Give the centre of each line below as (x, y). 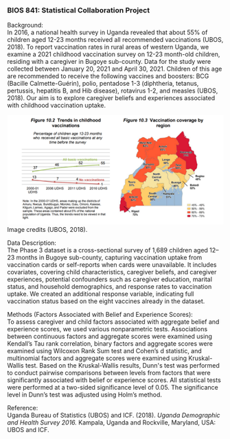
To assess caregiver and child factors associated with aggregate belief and (113, 322)
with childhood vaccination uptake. (57, 106)
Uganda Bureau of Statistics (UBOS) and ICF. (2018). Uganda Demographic (114, 415)
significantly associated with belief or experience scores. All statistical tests (114, 380)
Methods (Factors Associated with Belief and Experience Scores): (100, 315)
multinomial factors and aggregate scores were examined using (97, 358)
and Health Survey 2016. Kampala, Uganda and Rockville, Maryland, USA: (112, 423)
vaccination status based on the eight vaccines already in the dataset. (106, 301)
